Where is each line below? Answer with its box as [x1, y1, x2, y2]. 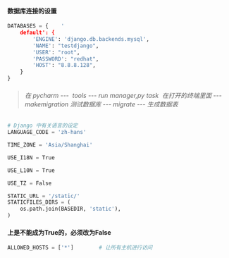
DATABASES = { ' [7, 23, 65, 30]
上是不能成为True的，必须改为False [7, 228, 111, 236]
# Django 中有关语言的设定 [7, 122, 78, 130]
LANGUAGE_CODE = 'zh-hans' [7, 129, 87, 136]
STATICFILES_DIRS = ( [7, 199, 71, 206]
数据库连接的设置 [7, 6, 57, 15]
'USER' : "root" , [32, 49, 80, 56]
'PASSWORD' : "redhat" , [32, 55, 99, 63]
